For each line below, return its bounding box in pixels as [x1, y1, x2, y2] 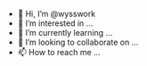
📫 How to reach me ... [17, 47, 101, 57]
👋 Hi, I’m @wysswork [17, 9, 96, 19]
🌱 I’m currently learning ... [17, 28, 113, 37]
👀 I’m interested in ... [17, 18, 94, 29]
